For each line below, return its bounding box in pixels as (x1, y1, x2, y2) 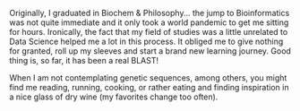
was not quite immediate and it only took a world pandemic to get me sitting (9, 17, 289, 28)
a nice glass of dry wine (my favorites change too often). (9, 91, 219, 102)
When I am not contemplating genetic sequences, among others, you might (9, 73, 287, 83)
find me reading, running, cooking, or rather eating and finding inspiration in (9, 82, 289, 92)
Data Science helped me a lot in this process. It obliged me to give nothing (9, 36, 284, 47)
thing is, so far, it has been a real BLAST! (9, 55, 159, 65)
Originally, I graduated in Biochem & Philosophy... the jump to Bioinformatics (9, 8, 290, 18)
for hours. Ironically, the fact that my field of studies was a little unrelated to (9, 27, 288, 37)
